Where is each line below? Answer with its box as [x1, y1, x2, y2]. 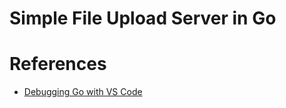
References [9, 53, 107, 76]
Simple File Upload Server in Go [9, 7, 277, 30]
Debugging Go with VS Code [23, 86, 143, 98]
